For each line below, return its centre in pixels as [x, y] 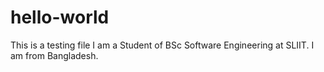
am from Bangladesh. [54, 55]
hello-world [60, 17]
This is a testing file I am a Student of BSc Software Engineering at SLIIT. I [162, 45]
